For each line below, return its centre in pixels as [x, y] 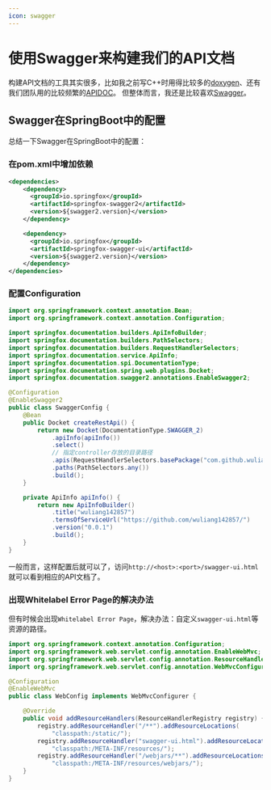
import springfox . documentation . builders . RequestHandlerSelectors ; [124, 348]
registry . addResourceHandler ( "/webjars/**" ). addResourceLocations [151, 756]
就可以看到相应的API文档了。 [56, 577]
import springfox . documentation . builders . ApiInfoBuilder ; [108, 333]
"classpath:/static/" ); [91, 733]
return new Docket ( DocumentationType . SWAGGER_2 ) [121, 430]
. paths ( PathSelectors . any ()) [100, 468]
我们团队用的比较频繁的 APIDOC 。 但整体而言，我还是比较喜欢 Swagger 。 [130, 92]
